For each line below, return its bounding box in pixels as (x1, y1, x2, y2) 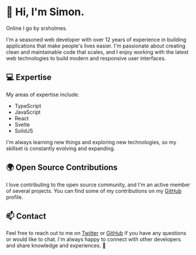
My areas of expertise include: (6, 91, 80, 98)
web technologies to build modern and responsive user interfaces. (6, 55, 166, 62)
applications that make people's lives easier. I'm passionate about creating (6, 42, 186, 49)
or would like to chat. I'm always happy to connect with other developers (6, 236, 181, 243)
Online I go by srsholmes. (6, 25, 67, 32)
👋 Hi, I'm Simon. (6, 5, 85, 19)
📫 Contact (6, 211, 47, 221)
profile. (6, 193, 23, 200)
